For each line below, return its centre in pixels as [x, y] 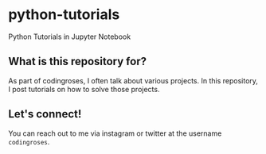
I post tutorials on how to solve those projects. [84, 89]
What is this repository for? [78, 62]
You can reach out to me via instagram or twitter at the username [115, 133]
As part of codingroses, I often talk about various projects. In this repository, [133, 80]
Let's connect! [45, 114]
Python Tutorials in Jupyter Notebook [70, 37]
